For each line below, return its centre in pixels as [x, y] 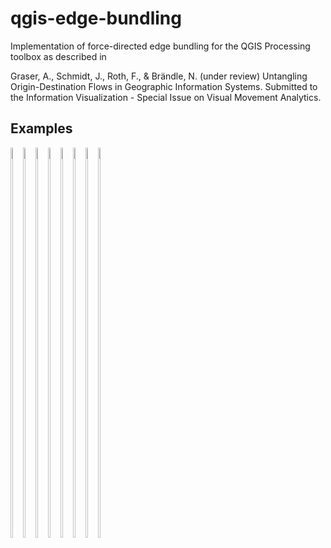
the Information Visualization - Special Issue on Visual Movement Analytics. [166, 97]
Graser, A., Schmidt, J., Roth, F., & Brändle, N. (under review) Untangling [159, 76]
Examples [41, 128]
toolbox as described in [58, 56]
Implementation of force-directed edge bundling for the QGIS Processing [160, 46]
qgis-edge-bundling [96, 18]
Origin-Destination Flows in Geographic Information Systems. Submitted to [164, 86]
